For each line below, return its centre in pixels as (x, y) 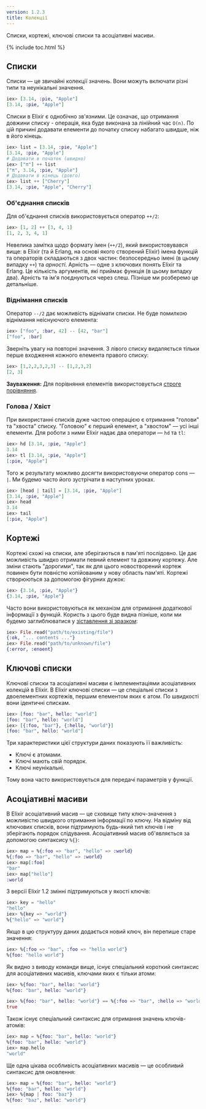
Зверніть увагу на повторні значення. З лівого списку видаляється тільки (103, 349)
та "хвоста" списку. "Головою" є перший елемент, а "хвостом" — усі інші (103, 426)
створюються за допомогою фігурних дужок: (66, 579)
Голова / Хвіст (29, 406)
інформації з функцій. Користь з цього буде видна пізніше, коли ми (94, 614)
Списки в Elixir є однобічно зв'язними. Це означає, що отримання (93, 117)
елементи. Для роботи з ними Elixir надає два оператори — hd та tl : (96, 433)
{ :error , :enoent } (30, 649)
